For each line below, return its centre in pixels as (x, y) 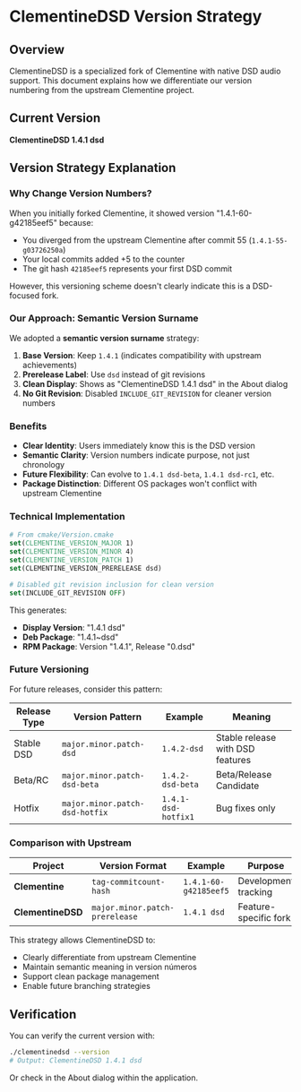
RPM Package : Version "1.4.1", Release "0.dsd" (108, 646)
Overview (37, 50)
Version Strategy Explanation (93, 168)
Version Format (133, 866)
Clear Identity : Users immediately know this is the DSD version (138, 446)
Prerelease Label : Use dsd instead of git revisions (114, 374)
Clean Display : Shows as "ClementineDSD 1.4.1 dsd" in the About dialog (155, 383)
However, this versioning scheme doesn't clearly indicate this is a (130, 286)
